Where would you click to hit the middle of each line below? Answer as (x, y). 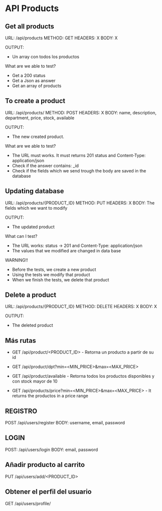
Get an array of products (37, 86)
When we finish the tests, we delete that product (60, 279)
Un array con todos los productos (46, 57)
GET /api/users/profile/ (28, 503)
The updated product (33, 227)
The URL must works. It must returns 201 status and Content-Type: (79, 155)
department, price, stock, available (40, 118)
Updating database (35, 191)
